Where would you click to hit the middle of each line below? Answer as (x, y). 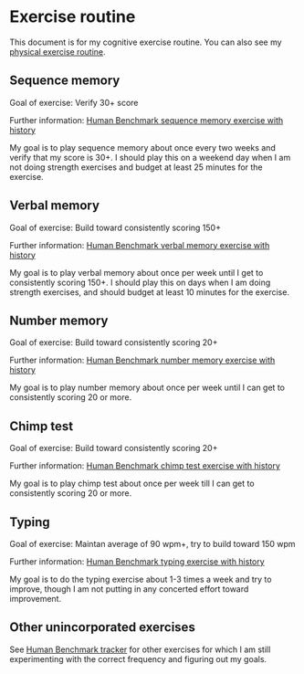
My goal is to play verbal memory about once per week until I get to (136, 272)
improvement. (36, 599)
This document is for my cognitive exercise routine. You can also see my (146, 42)
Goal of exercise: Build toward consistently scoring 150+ (115, 227)
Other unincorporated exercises (103, 627)
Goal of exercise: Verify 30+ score (74, 102)
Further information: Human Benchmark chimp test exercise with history (145, 466)
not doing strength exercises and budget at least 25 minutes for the (136, 167)
